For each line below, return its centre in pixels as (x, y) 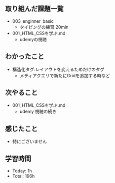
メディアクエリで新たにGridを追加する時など (65, 75)
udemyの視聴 (33, 39)
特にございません (30, 141)
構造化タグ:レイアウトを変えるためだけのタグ (58, 69)
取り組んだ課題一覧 (34, 9)
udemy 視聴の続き (38, 112)
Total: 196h (23, 176)
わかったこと (25, 57)
